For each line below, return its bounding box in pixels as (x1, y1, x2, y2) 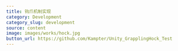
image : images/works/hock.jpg (6, 30, 81, 36)
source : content (6, 25, 46, 31)
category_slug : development (6, 19, 75, 25)
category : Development (6, 14, 62, 20)
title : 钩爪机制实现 (6, 8, 51, 15)
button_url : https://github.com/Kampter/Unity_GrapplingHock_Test (6, 36, 173, 42)
